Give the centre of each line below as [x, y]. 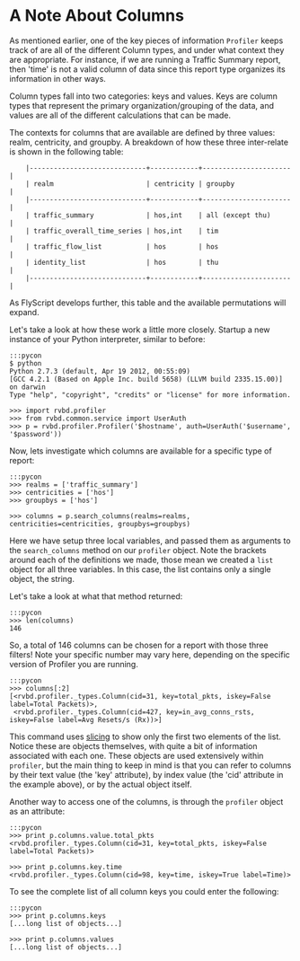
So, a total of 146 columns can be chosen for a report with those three [139, 645]
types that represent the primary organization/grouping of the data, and [142, 105]
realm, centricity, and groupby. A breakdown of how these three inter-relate [149, 142]
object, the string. [42, 578]
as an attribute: [37, 811]
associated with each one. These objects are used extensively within [137, 755]
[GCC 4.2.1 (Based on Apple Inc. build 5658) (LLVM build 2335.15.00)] [146, 379]
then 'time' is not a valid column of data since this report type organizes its [147, 69]
